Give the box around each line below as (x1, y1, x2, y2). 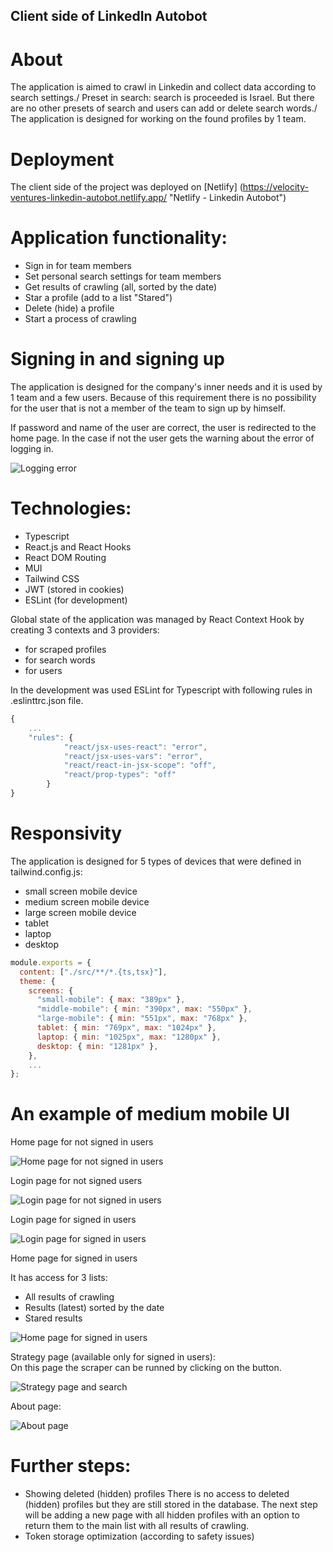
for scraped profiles (24, 644, 107, 656)
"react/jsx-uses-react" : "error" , (63, 742, 208, 752)
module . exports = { (10, 957, 92, 968)
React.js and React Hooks (24, 541, 132, 553)
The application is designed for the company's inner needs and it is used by (10, 381, 323, 393)
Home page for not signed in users (10, 1136, 154, 1148)
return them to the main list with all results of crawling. (24, 1520, 250, 1532)
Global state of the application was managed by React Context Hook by (10, 614, 305, 626)
